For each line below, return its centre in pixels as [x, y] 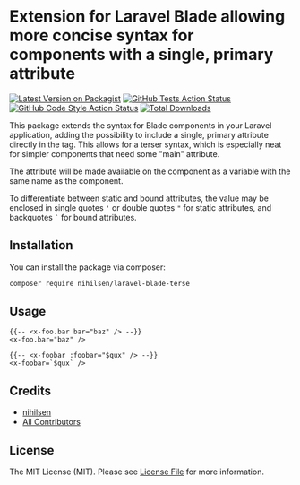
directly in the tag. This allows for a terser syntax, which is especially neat [146, 144]
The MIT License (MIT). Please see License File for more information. [137, 472]
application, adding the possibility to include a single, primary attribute [139, 134]
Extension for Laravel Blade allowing [147, 17]
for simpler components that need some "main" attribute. [115, 153]
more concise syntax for [102, 35]
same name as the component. [66, 180]
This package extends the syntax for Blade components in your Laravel [141, 125]
